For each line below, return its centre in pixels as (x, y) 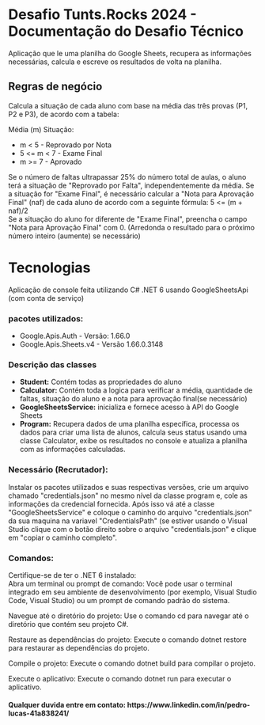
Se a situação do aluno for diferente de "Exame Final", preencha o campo (128, 218)
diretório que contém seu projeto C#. (68, 624)
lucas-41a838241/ (39, 713)
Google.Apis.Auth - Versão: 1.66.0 (75, 336)
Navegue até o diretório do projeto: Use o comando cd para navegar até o (129, 616)
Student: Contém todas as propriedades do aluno (101, 382)
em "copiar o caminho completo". (62, 537)
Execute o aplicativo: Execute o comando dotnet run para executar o (120, 678)
